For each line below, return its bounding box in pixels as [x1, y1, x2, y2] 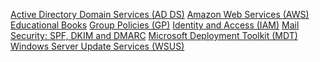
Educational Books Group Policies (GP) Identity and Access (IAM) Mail [10, 19, 300, 31]
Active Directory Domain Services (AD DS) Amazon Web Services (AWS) [10, 9, 310, 20]
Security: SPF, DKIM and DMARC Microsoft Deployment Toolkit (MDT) [10, 30, 298, 41]
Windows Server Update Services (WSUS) [10, 40, 185, 52]
